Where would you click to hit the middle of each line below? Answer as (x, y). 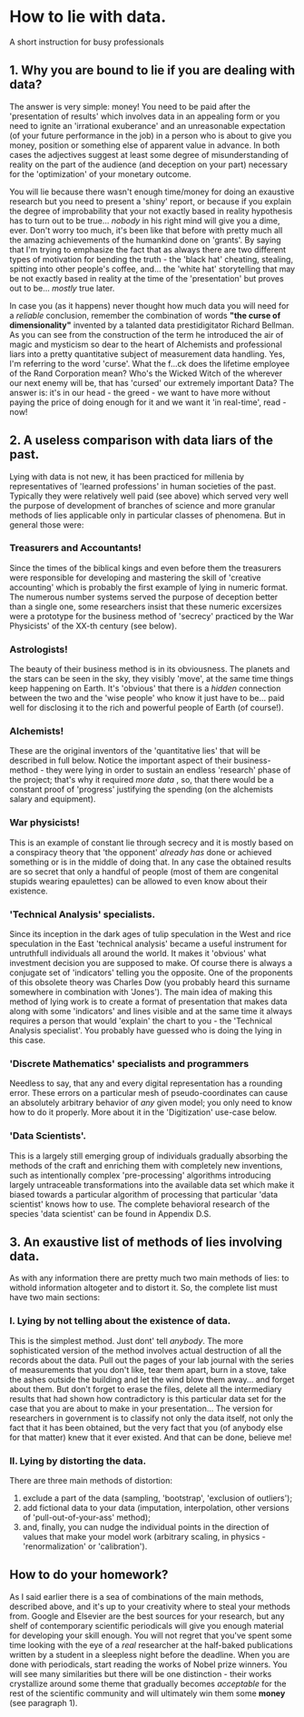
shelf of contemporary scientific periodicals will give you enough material (147, 1625)
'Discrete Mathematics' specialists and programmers (129, 1063)
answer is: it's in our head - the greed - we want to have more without (140, 392)
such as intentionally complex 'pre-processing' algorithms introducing (140, 1175)
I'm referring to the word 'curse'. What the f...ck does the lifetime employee (150, 363)
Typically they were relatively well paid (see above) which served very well (149, 496)
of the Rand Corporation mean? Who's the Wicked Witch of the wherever (146, 373)
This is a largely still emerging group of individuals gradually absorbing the (149, 1156)
